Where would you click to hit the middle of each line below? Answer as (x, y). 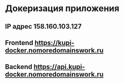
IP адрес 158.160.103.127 (43, 26)
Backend (19, 67)
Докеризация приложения (62, 8)
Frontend (19, 42)
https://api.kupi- (59, 67)
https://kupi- (54, 42)
